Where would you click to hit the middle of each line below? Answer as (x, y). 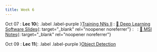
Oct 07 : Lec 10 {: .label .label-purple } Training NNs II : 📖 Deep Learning (78, 24)
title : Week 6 (20, 10)
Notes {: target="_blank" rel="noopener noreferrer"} (58, 34)
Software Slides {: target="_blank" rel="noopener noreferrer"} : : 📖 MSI (78, 29)
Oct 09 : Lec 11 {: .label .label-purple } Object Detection (61, 44)
